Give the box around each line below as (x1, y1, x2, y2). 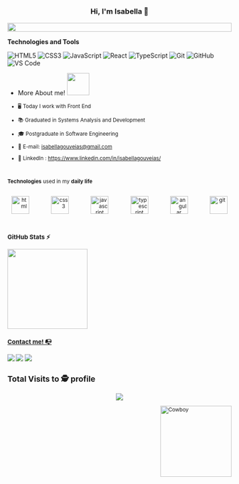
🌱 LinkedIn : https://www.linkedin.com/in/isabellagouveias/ (17, 154, 161, 162)
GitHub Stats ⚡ (7, 232, 51, 241)
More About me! (17, 89, 65, 97)
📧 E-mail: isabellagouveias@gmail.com (17, 144, 112, 151)
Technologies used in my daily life (7, 178, 93, 185)
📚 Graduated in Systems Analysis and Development (17, 117, 146, 124)
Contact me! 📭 (7, 338, 52, 346)
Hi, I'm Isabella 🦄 (90, 6, 149, 16)
